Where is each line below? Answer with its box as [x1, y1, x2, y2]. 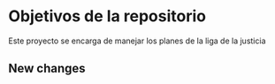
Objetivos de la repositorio [8, 6, 207, 27]
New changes [8, 61, 86, 76]
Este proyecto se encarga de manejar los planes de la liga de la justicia [8, 35, 266, 46]
